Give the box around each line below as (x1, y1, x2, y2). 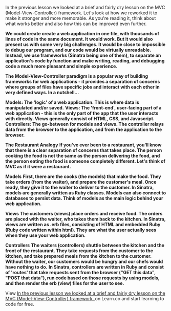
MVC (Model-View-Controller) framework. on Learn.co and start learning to (5, 296, 164, 301)
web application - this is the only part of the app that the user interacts (5, 110, 159, 116)
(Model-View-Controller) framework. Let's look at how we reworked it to (5, 10, 158, 16)
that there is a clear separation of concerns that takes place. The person (5, 147, 162, 153)
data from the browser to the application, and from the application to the (5, 126, 162, 132)
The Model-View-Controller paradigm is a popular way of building (5, 73, 148, 79)
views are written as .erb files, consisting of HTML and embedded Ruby (5, 221, 161, 227)
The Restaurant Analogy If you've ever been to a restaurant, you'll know (5, 142, 162, 148)
